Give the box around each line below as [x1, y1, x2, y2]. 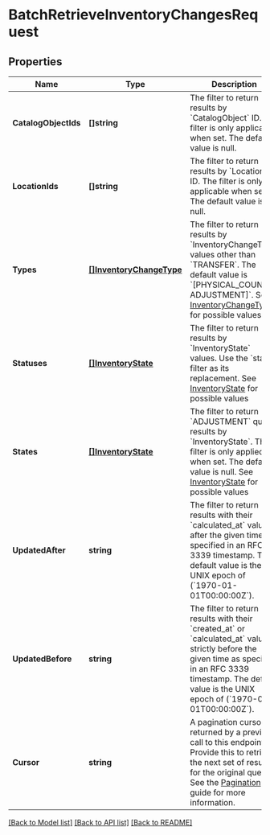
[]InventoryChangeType [88, 264, 182, 275]
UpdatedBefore [12, 653, 72, 664]
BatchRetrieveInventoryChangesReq [8, 6, 259, 24]
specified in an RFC [190, 540, 264, 550]
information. [190, 797, 235, 808]
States [12, 446, 38, 457]
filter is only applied [190, 446, 264, 457]
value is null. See [190, 467, 254, 477]
